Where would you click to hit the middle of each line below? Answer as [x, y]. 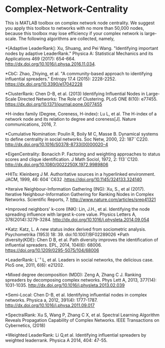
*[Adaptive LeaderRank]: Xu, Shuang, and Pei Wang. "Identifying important [82, 48]
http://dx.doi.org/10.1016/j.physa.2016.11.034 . [51, 64]
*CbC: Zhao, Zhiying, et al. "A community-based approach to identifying [79, 73]
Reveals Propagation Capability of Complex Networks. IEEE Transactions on [82, 320]
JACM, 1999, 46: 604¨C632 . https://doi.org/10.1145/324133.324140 [74, 179]
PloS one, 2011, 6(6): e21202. [35, 265]
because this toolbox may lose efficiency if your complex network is [74, 33]
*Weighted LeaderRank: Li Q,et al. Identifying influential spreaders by [76, 335]
